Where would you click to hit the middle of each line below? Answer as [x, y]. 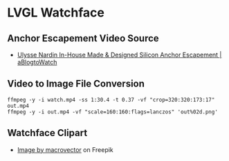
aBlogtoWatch [37, 62]
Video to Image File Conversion [76, 84]
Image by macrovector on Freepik [65, 149]
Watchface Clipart [47, 133]
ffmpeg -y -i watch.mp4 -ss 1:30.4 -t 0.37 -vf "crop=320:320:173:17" [111, 100]
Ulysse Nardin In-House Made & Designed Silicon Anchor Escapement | [119, 55]
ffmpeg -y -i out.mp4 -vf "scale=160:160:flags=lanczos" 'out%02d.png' [112, 112]
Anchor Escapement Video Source [83, 38]
